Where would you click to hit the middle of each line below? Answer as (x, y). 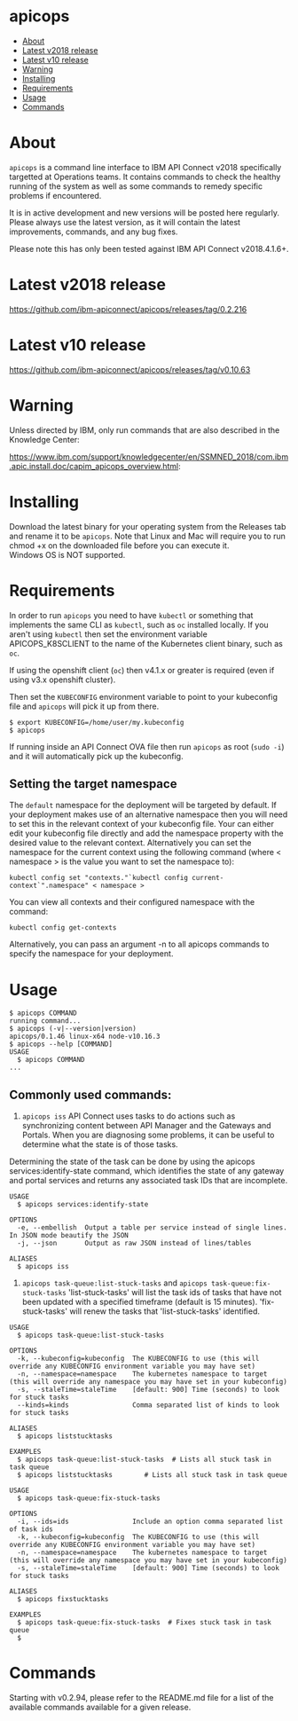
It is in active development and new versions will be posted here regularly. (144, 212)
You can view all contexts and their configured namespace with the (132, 902)
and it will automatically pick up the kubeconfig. (96, 756)
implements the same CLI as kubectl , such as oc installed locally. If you (139, 625)
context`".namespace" (49, 886)
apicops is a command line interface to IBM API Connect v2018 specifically (145, 167)
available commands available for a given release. (100, 1707)
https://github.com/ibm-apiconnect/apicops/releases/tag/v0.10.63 (130, 369)
